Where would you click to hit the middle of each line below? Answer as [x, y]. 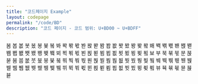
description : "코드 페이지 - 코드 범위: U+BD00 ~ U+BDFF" [74, 28]
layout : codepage [28, 17]
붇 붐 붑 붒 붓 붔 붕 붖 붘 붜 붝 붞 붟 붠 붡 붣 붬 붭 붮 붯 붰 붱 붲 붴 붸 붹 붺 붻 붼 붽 [99, 60]
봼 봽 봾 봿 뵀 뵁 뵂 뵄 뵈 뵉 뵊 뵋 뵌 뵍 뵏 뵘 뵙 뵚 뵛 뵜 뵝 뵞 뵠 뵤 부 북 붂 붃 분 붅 [99, 53]
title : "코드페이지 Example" [39, 12]
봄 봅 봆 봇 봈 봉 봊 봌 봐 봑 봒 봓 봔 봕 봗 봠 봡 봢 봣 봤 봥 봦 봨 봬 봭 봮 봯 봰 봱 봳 [99, 46]
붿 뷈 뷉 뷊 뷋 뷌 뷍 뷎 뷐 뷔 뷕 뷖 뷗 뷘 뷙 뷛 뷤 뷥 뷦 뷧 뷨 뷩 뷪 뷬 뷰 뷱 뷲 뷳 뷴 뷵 [99, 68]
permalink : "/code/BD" [34, 22]
